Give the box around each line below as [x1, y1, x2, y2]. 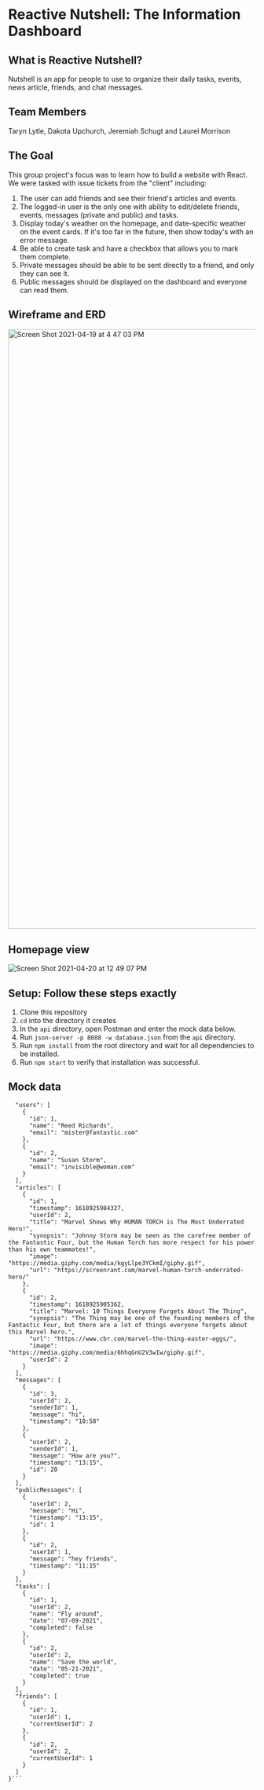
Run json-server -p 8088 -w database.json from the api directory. [19, 1033, 236, 1042]
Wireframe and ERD [8, 308, 106, 321]
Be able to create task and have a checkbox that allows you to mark [19, 244, 239, 253]
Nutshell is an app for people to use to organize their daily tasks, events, [8, 75, 242, 83]
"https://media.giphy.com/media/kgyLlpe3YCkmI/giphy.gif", [8, 1259, 206, 1267]
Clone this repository [19, 1007, 88, 1017]
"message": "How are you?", [28, 1451, 122, 1459]
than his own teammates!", [8, 1245, 97, 1253]
